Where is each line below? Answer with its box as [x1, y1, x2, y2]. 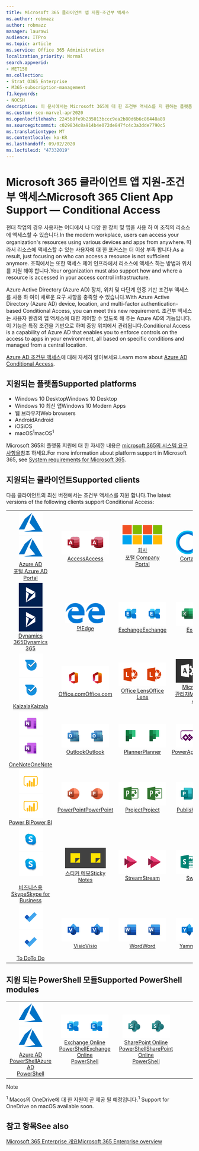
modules [6, 985, 40, 995]
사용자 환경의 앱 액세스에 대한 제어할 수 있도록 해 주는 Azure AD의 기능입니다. [12, 315, 192, 322]
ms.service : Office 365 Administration [6, 47, 105, 53]
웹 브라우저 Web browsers [14, 410, 76, 417]
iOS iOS [14, 422, 33, 430]
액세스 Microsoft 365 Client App [18, 191, 174, 204]
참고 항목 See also [6, 1121, 69, 1131]
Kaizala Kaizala [12, 703, 49, 710]
